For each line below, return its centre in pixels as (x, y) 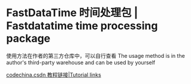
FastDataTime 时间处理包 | (72, 13)
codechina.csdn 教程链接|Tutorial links (54, 74)
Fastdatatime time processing (82, 26)
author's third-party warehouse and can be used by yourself (81, 62)
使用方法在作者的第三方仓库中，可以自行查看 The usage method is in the (96, 55)
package (28, 38)
